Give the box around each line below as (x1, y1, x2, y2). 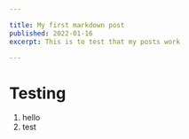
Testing (9, 83, 67, 103)
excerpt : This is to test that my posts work (9, 37, 180, 46)
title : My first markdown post (9, 20, 125, 29)
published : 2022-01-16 (9, 28, 93, 38)
